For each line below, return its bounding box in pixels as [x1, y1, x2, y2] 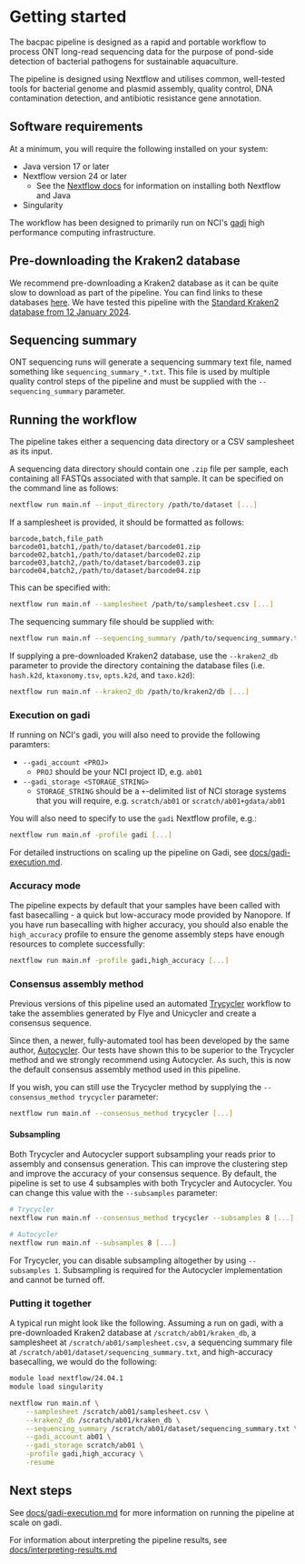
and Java [35, 189, 71, 201]
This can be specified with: [9, 582, 111, 593]
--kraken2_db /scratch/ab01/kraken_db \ [25, 1416, 181, 1425]
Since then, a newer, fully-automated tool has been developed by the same [9, 1035, 290, 1047]
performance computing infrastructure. [9, 226, 156, 237]
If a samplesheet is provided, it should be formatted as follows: [9, 516, 245, 528]
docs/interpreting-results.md [9, 1544, 118, 1555]
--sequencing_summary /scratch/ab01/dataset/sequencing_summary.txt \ [25, 1424, 299, 1433]
